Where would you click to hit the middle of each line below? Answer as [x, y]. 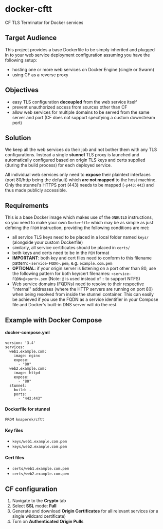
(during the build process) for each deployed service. [58, 165]
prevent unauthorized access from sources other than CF [70, 107]
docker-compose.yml [27, 333]
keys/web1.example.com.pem [39, 442]
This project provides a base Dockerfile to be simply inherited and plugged [80, 49]
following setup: [21, 60]
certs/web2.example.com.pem [40, 474]
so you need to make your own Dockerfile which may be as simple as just [79, 223]
